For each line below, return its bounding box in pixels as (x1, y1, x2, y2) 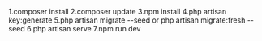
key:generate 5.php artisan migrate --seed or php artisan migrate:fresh (8, 15, 246, 25)
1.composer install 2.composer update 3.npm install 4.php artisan (8, 7, 227, 16)
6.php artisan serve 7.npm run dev (27, 24, 141, 33)
